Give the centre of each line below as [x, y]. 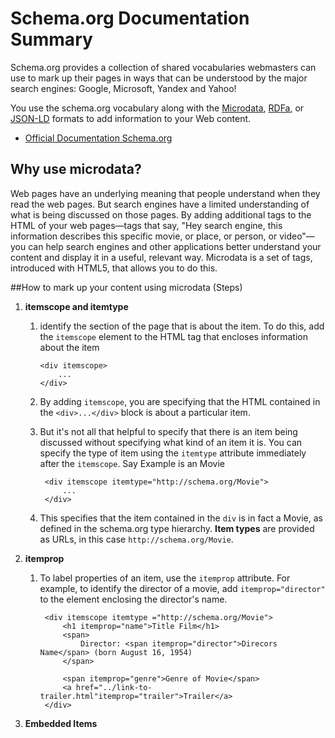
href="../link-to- [114, 687]
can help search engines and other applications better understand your [175, 246]
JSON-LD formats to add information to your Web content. [131, 118]
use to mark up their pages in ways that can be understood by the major [159, 78]
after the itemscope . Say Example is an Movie [132, 463]
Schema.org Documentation [130, 18]
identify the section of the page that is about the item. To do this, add [182, 326]
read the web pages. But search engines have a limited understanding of [160, 204]
